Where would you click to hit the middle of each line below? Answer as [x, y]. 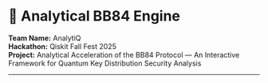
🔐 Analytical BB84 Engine [95, 16]
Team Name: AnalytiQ [45, 38]
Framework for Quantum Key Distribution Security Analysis [105, 63]
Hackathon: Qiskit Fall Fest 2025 [63, 46]
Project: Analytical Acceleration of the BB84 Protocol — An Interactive [124, 55]
